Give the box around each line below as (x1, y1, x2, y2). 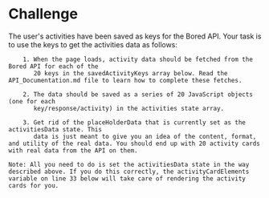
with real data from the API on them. (8, 146, 138, 155)
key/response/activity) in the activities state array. (33, 104, 225, 112)
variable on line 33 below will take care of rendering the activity (8, 174, 247, 183)
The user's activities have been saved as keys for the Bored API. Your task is (8, 31, 262, 41)
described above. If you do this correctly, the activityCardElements (8, 168, 250, 176)
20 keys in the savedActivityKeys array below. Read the (33, 69, 228, 77)
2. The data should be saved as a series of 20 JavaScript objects (22, 90, 253, 99)
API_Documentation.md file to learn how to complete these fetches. (8, 76, 243, 84)
